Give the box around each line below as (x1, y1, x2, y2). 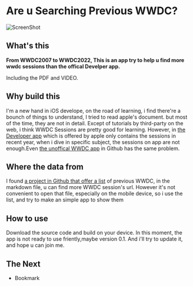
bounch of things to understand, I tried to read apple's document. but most (6, 113, 188, 121)
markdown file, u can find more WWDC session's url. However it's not (6, 184, 175, 191)
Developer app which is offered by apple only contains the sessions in (6, 132, 177, 139)
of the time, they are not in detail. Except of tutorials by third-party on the (6, 119, 184, 126)
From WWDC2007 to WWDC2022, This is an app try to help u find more (6, 56, 185, 63)
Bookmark (14, 275, 40, 281)
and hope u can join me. (6, 242, 65, 249)
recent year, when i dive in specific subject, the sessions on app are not (6, 138, 180, 145)
